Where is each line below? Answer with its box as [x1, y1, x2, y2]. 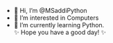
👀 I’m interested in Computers [13, 14, 99, 22]
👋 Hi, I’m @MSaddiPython [13, 7, 88, 14]
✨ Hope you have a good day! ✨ [13, 28, 106, 36]
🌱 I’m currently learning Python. [13, 21, 105, 29]
